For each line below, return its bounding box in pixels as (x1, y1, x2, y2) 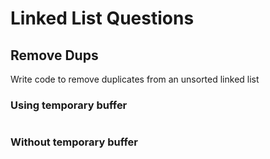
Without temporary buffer (10, 135, 139, 149)
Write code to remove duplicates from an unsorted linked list (10, 73, 260, 85)
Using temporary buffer (10, 98, 128, 112)
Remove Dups (10, 47, 99, 64)
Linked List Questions (10, 7, 195, 30)
